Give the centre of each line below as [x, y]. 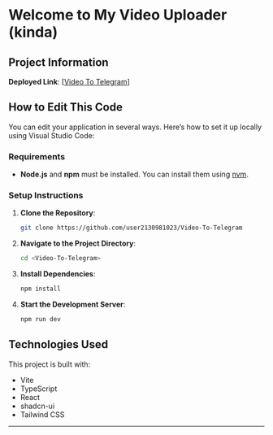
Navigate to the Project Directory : [78, 244]
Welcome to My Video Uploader [118, 15]
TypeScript [39, 389]
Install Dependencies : [58, 274]
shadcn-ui [37, 406]
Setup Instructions [46, 195]
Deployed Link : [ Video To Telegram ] [69, 82]
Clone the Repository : [58, 213]
